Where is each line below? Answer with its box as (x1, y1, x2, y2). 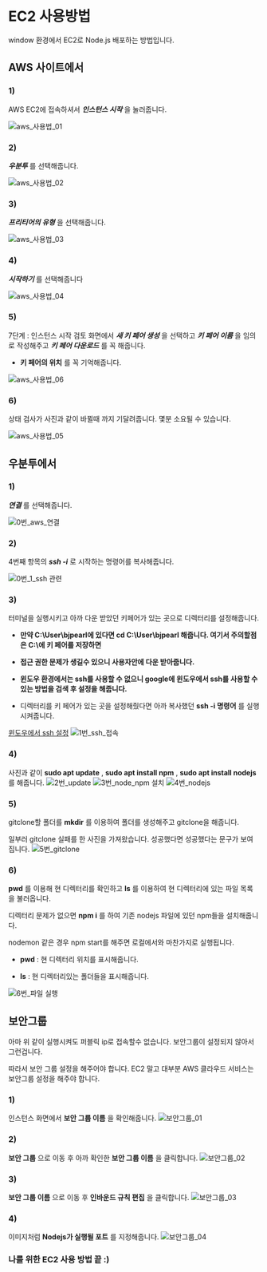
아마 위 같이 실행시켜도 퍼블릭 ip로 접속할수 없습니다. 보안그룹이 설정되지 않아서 (8, 1037, 255, 1047)
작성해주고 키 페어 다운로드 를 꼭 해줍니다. (16, 340, 146, 350)
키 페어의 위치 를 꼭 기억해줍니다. (19, 357, 122, 367)
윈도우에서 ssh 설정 (8, 728, 69, 738)
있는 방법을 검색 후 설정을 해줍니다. (19, 684, 128, 694)
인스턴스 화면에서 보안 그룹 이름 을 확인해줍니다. (8, 1113, 157, 1123)
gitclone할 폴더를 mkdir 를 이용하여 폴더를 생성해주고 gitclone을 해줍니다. (8, 817, 240, 826)
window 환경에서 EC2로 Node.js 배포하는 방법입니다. (8, 35, 175, 45)
